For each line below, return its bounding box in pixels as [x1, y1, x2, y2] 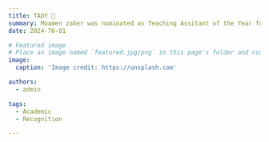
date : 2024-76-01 [8, 26, 66, 34]
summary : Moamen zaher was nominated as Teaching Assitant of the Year [8, 19, 252, 27]
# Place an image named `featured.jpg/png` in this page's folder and [8, 49, 249, 57]
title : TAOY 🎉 [8, 11, 56, 20]
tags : [8, 99, 26, 108]
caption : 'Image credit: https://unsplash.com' [15, 63, 178, 72]
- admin [15, 85, 42, 93]
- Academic [15, 108, 52, 116]
